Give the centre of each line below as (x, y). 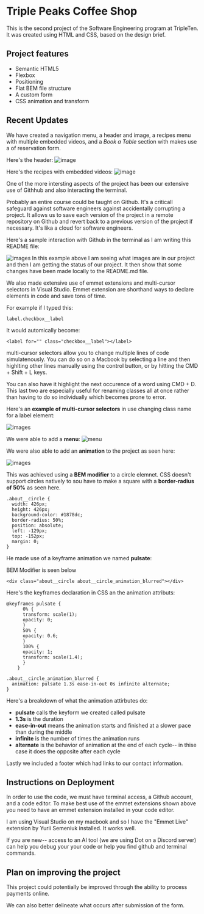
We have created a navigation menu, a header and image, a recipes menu (99, 135)
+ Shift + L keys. (27, 372)
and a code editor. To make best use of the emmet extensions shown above (101, 803)
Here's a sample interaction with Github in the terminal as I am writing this (99, 239)
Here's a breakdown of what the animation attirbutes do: (77, 700)
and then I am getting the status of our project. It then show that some (94, 265)
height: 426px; (31, 509)
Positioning (29, 81)
